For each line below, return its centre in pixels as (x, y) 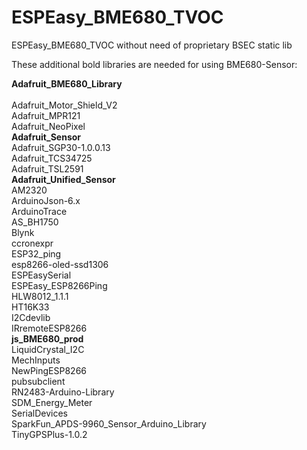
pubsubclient (38, 381)
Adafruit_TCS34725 (52, 158)
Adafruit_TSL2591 (47, 168)
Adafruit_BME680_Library (67, 83)
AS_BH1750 (35, 222)
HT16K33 (30, 307)
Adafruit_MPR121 (46, 115)
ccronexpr (32, 243)
